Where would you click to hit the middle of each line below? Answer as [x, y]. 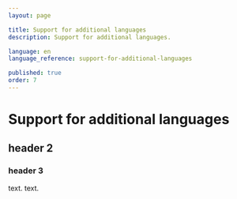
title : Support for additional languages [77, 30]
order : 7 [23, 81]
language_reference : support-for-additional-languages [100, 59]
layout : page [30, 15]
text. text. [24, 188]
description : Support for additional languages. [90, 37]
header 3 [26, 171]
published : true [35, 73]
